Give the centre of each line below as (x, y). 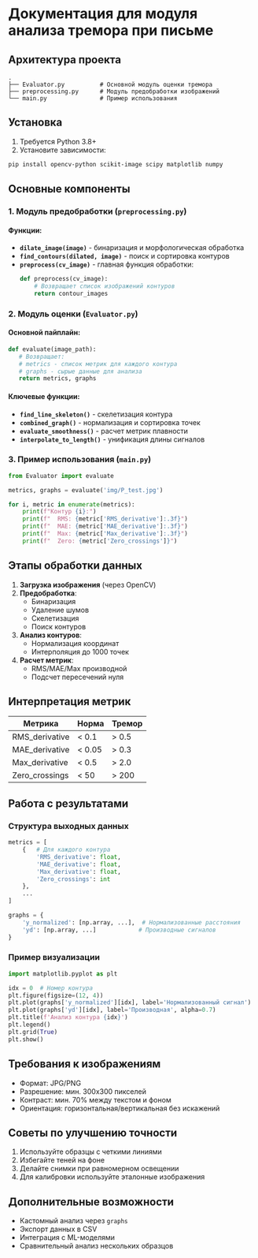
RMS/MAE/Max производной (79, 668)
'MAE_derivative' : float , (79, 864)
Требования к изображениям (85, 1064)
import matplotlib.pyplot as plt (63, 974)
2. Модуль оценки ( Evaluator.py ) (74, 314)
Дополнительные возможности (91, 1202)
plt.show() (26, 1039)
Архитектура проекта (65, 60)
